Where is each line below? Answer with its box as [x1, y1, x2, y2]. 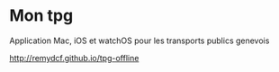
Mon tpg [9, 5, 74, 26]
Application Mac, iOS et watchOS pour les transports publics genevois [9, 35, 270, 46]
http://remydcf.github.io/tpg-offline [9, 52, 139, 63]
